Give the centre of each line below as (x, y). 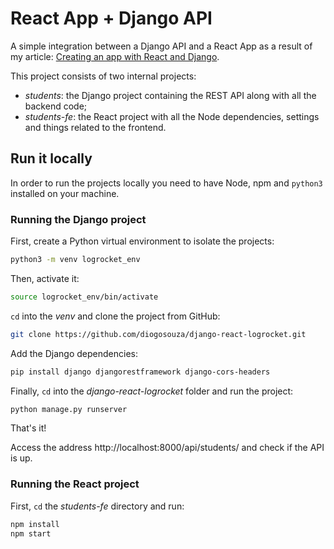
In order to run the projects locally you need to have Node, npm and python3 (166, 183)
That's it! (28, 428)
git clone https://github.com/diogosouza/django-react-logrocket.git (158, 334)
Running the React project (75, 484)
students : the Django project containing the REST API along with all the (170, 95)
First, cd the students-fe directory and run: (97, 506)
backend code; (56, 106)
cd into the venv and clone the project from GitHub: (115, 316)
